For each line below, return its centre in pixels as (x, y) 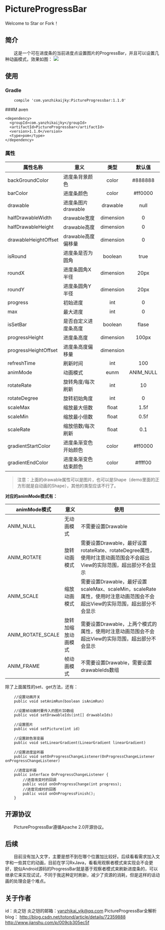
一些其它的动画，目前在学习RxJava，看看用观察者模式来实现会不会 (81, 863)
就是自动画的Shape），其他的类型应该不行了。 (72, 486)
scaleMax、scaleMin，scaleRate (118, 589)
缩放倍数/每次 (79, 426)
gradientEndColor (28, 463)
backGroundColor (28, 180)
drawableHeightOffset (33, 240)
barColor (18, 193)
